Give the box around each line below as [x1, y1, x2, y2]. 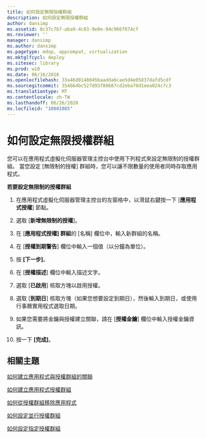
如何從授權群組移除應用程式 [7, 399, 77, 406]
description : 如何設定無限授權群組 [7, 15, 88, 21]
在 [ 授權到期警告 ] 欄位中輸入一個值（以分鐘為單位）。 [15, 243, 149, 250]
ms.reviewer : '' [7, 32, 48, 38]
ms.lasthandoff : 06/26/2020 [7, 100, 79, 106]
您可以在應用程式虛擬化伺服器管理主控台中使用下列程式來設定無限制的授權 [7, 155, 194, 162]
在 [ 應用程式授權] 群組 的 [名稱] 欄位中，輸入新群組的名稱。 [15, 230, 164, 237]
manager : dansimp [7, 37, 51, 43]
